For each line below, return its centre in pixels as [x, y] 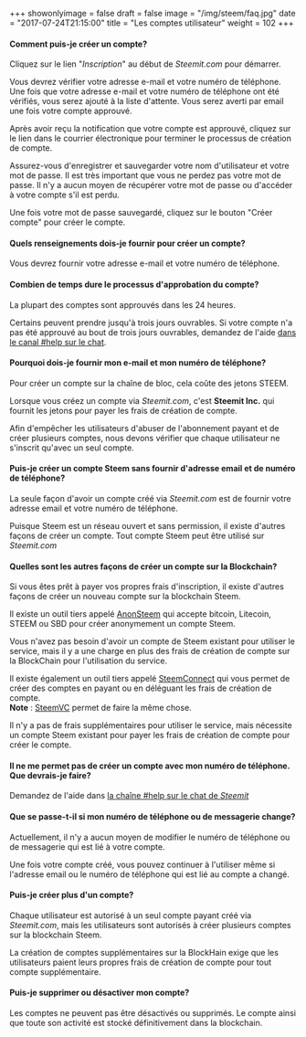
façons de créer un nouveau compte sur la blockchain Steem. [125, 597]
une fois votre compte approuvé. [71, 111]
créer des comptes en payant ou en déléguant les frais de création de [141, 688]
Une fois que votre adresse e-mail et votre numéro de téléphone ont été [145, 91]
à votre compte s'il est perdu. [65, 195]
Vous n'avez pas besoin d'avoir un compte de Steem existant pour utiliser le [152, 641]
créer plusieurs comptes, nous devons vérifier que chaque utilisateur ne [145, 438]
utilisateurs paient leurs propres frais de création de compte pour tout [141, 962]
